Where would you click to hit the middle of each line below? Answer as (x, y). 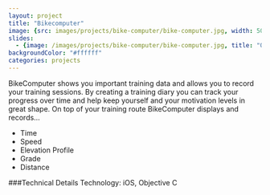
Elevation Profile (47, 150)
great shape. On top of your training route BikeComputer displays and (124, 108)
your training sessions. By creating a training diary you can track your (123, 91)
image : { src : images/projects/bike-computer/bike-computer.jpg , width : (131, 30)
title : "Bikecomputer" (46, 23)
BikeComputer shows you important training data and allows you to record (131, 83)
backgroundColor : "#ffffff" (55, 53)
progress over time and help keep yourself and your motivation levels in (127, 100)
